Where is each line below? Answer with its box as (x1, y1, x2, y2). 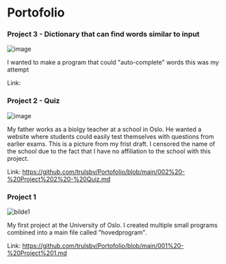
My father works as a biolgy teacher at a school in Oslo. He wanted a (7, 125, 202, 133)
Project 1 (7, 192, 36, 201)
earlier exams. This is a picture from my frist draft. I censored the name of (7, 140, 216, 148)
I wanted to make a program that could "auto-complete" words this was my (7, 58, 219, 67)
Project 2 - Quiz (7, 96, 60, 106)
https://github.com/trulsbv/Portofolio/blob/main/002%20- (22, 167, 186, 176)
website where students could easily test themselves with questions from (7, 132, 214, 140)
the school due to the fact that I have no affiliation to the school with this (7, 146, 211, 155)
